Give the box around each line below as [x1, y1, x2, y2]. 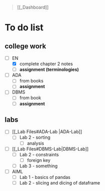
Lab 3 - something [19, 163, 58, 169]
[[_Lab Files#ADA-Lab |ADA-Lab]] [12, 129, 82, 135]
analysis [27, 140, 44, 146]
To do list [5, 22, 44, 33]
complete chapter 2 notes [19, 61, 73, 67]
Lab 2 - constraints [19, 151, 59, 157]
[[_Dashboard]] [17, 5, 49, 10]
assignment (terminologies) [19, 66, 79, 72]
